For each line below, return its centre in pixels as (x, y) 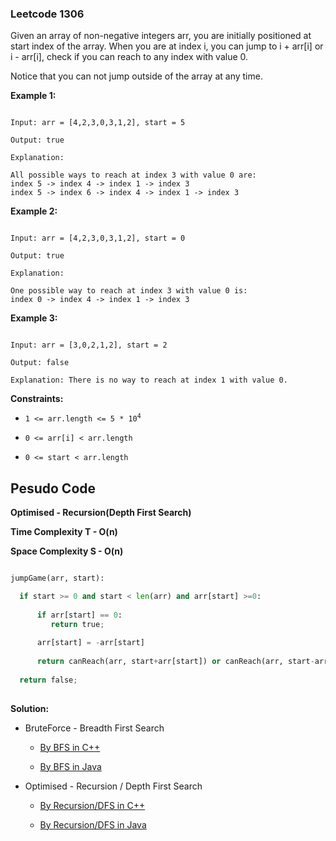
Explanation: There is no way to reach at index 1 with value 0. (149, 380)
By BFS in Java (70, 766)
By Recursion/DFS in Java (93, 824)
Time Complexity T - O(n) (64, 532)
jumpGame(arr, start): (57, 578)
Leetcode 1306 (47, 14)
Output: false (40, 363)
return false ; (48, 680)
